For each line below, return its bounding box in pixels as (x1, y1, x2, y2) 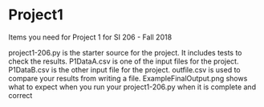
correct (8, 90, 33, 100)
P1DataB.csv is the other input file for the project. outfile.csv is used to (8, 64, 241, 74)
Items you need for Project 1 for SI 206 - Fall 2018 (8, 32, 173, 42)
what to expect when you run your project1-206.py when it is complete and (8, 82, 257, 92)
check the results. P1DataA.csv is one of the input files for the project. (8, 56, 239, 66)
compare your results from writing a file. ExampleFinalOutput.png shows (8, 73, 248, 83)
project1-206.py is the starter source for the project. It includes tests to (8, 47, 242, 57)
